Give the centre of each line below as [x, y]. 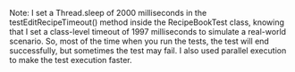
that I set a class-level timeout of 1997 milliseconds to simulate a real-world [148, 32]
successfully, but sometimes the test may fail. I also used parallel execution [148, 51]
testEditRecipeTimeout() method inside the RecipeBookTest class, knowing [147, 22]
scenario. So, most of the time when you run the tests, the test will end [139, 41]
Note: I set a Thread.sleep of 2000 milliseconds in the [108, 13]
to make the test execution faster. [71, 60]
